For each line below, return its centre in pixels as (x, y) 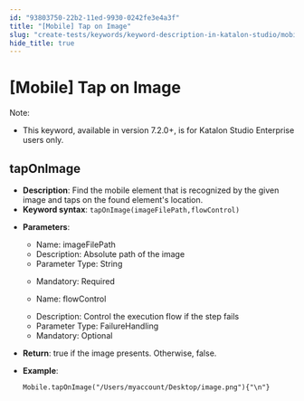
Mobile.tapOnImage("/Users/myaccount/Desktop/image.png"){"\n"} (146, 387)
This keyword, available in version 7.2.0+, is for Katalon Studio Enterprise (158, 130)
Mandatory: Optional (74, 335)
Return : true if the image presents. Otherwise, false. (119, 353)
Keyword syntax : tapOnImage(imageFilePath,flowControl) (131, 210)
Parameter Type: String (79, 264)
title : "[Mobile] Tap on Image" (70, 26)
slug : (19, 34)
